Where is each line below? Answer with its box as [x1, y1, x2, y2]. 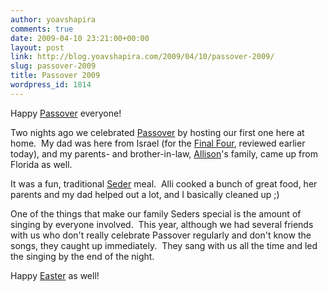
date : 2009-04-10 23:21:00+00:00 [10, 33, 150, 43]
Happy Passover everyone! [10, 107, 122, 119]
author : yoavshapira [10, 14, 97, 25]
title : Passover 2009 [10, 71, 101, 81]
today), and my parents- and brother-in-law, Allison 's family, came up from [10, 147, 318, 160]
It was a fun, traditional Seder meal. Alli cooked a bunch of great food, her [10, 177, 318, 190]
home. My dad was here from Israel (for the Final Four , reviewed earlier [10, 137, 306, 149]
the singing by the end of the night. [10, 250, 155, 262]
